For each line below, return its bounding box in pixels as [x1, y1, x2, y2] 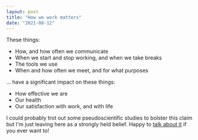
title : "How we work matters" [6, 14, 82, 20]
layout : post [6, 8, 39, 15]
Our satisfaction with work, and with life [14, 103, 113, 110]
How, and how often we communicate [14, 48, 109, 55]
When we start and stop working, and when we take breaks [14, 54, 162, 62]
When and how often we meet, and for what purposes [14, 67, 149, 74]
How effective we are [14, 90, 68, 98]
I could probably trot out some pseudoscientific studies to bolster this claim [6, 114, 193, 121]
